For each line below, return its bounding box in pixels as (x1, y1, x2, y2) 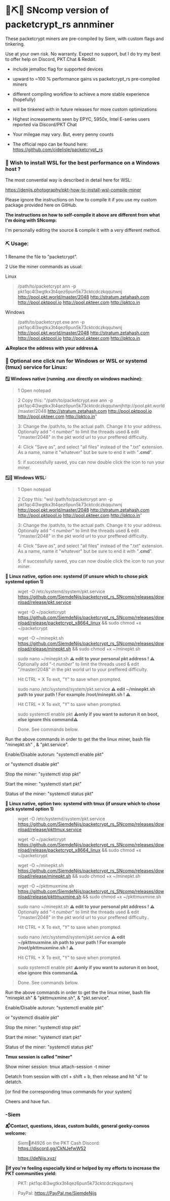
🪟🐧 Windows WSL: (5, 474, 47, 480)
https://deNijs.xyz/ (17, 1155, 57, 1161)
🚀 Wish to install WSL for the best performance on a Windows (5, 159, 160, 166)
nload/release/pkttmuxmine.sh (17, 894, 82, 900)
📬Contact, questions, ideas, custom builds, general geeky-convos (5, 1123, 150, 1129)
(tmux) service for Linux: (5, 364, 67, 371)
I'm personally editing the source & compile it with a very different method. (5, 227, 161, 233)
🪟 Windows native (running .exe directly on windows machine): (5, 375, 143, 381)
